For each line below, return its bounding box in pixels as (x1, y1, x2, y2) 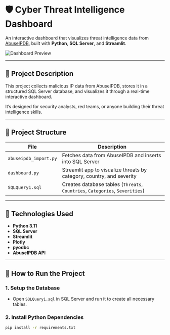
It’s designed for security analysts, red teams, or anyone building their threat (5, 103, 164, 109)
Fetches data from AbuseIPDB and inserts (62, 152, 161, 159)
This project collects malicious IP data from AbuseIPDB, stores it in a (5, 83, 148, 89)
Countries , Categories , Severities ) (62, 187, 145, 194)
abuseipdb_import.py (8, 155, 57, 161)
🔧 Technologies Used (5, 209, 73, 218)
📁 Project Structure (5, 128, 67, 137)
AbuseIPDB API (12, 250, 46, 256)
